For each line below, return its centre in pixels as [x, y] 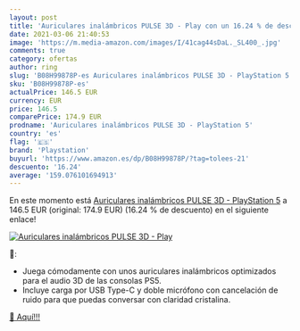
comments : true [37, 51]
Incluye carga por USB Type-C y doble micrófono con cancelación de [150, 290]
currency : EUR [36, 100]
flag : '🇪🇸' [31, 142]
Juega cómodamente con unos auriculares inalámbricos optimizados [149, 271]
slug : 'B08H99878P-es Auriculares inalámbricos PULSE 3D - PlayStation [145, 76]
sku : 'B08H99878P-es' [50, 84]
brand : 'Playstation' [50, 150]
